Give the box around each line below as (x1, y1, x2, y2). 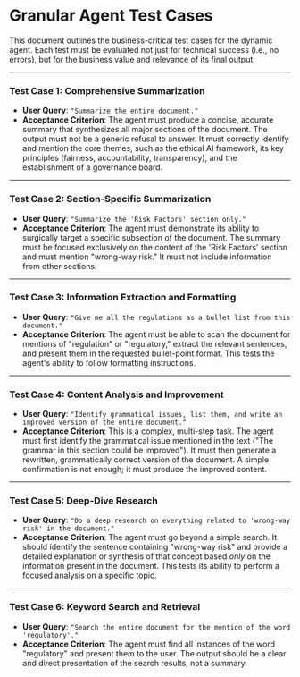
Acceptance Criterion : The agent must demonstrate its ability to (21, 223, 260, 233)
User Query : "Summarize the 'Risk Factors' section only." (21, 213, 247, 224)
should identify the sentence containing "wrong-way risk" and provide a (21, 542, 288, 553)
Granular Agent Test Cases (9, 5, 213, 26)
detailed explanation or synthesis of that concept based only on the (21, 551, 271, 562)
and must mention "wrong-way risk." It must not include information (21, 251, 272, 262)
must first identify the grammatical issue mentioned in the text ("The (21, 436, 274, 446)
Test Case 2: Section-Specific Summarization (9, 193, 212, 206)
